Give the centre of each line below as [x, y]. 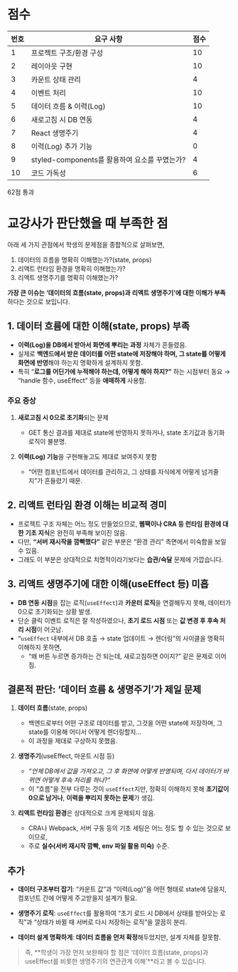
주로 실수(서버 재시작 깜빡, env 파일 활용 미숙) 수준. [99, 846]
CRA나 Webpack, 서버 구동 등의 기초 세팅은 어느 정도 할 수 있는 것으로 [126, 828]
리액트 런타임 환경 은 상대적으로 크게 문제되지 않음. [87, 813]
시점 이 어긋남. [44, 629]
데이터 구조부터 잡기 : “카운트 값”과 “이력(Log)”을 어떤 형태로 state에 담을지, [122, 889]
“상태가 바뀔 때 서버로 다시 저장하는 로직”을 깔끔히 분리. [110, 922]
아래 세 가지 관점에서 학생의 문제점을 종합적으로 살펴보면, [86, 244]
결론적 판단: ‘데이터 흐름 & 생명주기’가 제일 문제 [104, 689]
